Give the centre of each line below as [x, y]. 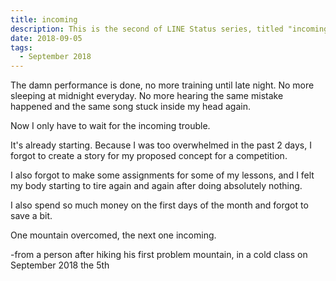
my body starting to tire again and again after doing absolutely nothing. [156, 186]
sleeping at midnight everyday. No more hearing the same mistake [147, 96]
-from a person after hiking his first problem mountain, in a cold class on [159, 255]
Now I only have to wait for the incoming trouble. [110, 126]
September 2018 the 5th [60, 265]
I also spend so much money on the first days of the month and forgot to [159, 205]
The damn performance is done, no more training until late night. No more [162, 85]
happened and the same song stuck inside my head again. [130, 107]
